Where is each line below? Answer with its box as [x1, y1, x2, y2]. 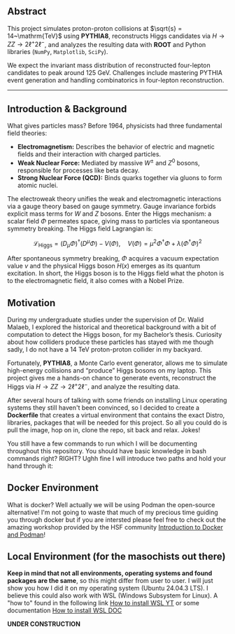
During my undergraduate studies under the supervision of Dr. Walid [7, 315, 204, 324]
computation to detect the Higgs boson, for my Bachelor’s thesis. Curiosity [7, 331, 222, 339]
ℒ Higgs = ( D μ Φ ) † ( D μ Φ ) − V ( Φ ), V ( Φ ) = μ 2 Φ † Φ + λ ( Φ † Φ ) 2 [33, 237, 202, 249]
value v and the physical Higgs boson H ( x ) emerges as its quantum [7, 262, 201, 270]
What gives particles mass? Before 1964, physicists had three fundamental [7, 122, 222, 130]
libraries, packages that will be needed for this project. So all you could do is [7, 418, 227, 427]
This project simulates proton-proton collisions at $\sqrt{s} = [7, 24, 183, 32]
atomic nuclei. [17, 181, 58, 189]
